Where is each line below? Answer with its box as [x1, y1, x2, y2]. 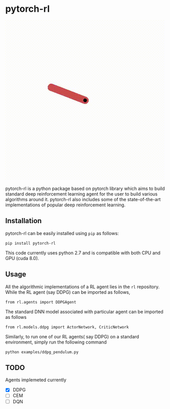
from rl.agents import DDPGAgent [5, 299, 77, 305]
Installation [5, 217, 42, 225]
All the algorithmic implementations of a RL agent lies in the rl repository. [5, 284, 160, 290]
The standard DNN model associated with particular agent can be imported [5, 308, 163, 315]
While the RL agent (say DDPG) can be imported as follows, [5, 289, 131, 295]
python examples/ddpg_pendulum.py [5, 349, 79, 355]
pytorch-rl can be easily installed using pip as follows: [5, 230, 119, 236]
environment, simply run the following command [5, 339, 107, 345]
